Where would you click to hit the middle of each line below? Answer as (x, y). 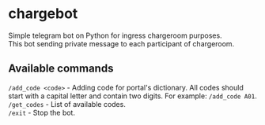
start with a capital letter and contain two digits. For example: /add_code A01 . (132, 96)
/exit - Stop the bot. (42, 112)
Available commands (61, 69)
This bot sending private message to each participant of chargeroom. (121, 43)
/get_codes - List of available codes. (67, 104)
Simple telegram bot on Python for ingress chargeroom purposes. (115, 35)
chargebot (43, 14)
